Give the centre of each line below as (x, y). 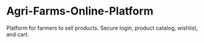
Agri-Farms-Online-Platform (80, 11)
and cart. (18, 34)
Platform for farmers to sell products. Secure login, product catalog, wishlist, (102, 28)
